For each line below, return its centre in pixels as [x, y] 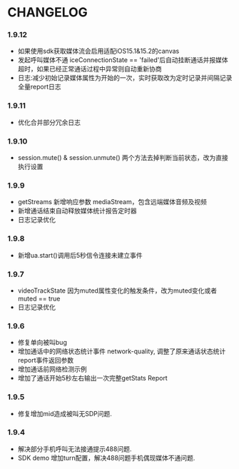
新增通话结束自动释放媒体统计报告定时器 [77, 211]
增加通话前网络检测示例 [52, 369]
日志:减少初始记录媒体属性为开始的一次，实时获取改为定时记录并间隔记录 [125, 78]
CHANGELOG [47, 12]
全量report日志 [40, 87]
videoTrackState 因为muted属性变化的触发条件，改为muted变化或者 [117, 291]
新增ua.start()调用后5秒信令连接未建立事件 [80, 255]
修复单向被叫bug [42, 343]
